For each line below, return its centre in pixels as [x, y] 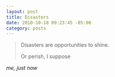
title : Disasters [28, 17]
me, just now [22, 68]
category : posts [26, 28]
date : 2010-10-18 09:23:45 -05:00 [49, 23]
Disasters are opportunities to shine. [65, 45]
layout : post [22, 12]
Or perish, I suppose [46, 56]
